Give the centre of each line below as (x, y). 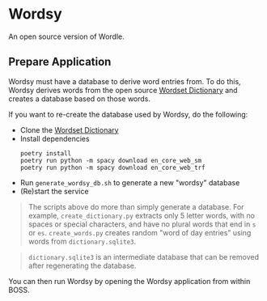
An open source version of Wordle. (67, 36)
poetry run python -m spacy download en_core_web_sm (111, 160)
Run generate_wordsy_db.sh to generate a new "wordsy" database (130, 182)
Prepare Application (60, 62)
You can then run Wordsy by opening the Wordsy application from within (129, 281)
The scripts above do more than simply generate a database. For (136, 206)
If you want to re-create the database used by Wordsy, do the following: (128, 114)
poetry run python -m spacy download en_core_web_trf (112, 167)
